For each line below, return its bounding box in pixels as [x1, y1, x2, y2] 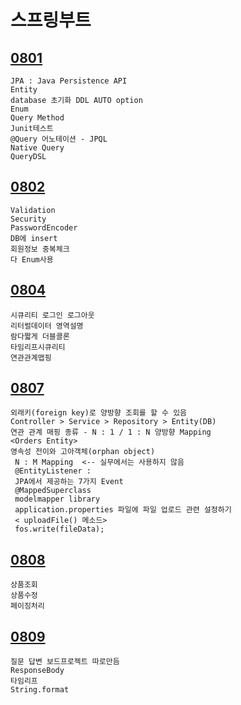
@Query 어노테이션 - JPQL [10, 134, 108, 144]
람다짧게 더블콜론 [10, 331, 70, 341]
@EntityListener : [14, 466, 92, 476]
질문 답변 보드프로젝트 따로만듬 [10, 657, 120, 667]
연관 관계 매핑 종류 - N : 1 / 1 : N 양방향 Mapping [10, 427, 212, 438]
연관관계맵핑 [10, 352, 52, 363]
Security [10, 214, 47, 224]
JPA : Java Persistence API [10, 76, 128, 86]
